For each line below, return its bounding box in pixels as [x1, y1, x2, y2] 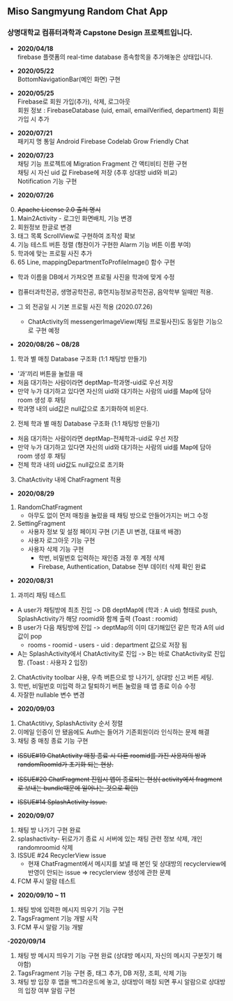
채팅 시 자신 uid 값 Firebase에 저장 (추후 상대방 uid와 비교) [17, 168, 178, 176]
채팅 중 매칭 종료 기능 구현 [17, 736, 89, 745]
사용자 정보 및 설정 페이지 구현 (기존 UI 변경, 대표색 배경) [27, 527, 181, 535]
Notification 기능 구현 [17, 176, 77, 185]
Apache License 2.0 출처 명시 [17, 205, 101, 213]
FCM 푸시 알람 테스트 [17, 876, 76, 885]
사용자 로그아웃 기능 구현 [27, 535, 96, 545]
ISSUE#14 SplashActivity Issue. [17, 797, 107, 806]
